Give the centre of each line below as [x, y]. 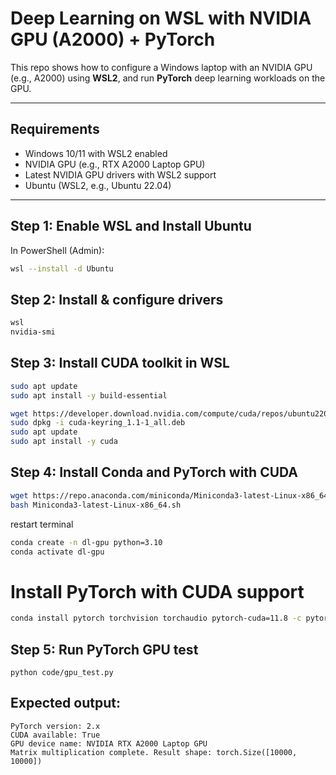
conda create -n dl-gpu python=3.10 [86, 542]
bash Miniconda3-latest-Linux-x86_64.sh [96, 505]
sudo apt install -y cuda [64, 442]
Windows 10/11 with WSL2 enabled [96, 153]
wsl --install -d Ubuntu [62, 268]
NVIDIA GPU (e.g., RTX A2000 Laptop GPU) [115, 164]
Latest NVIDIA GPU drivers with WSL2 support [120, 174]
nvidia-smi [33, 332]
